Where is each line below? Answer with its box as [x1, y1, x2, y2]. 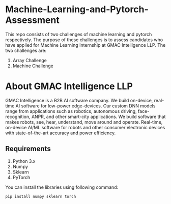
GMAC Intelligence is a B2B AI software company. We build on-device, [5, 97, 153, 103]
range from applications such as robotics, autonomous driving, [5, 108, 137, 114]
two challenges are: [5, 47, 47, 53]
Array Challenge [12, 57, 47, 63]
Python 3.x [12, 158, 36, 164]
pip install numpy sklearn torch [5, 194, 76, 199]
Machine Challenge [12, 63, 53, 69]
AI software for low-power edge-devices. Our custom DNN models [15, 103, 156, 109]
